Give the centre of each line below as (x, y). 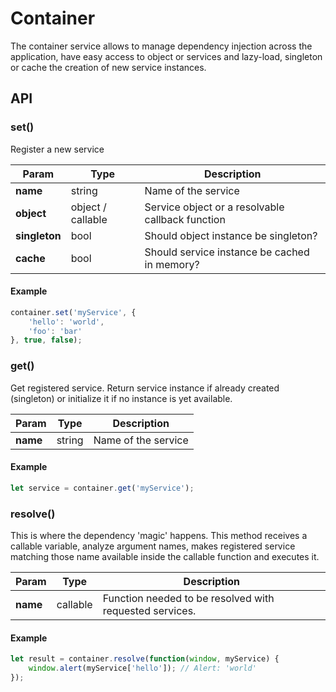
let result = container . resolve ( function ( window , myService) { (145, 659)
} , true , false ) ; (46, 340)
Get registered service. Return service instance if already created (145, 388)
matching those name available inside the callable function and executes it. (165, 556)
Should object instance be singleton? (231, 235)
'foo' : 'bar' (55, 331)
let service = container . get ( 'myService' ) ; (102, 488)
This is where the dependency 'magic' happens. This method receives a (159, 535)
